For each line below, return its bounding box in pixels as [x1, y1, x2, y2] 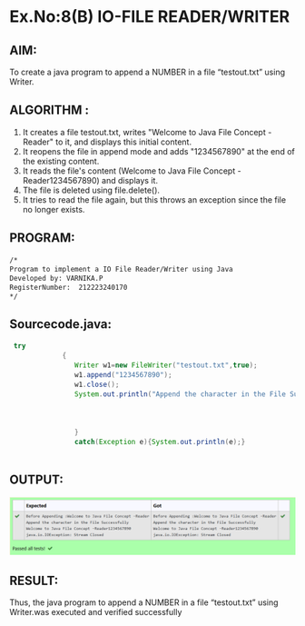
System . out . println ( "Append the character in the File [74, 389, 286, 399]
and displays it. [101, 174, 159, 185]
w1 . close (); [74, 380, 120, 389]
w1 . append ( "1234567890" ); [74, 371, 172, 380]
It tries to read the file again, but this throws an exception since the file [22, 194, 287, 205]
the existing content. [22, 155, 100, 166]
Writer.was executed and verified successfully [9, 606, 182, 617]
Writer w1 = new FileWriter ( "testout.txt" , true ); [74, 361, 258, 370]
